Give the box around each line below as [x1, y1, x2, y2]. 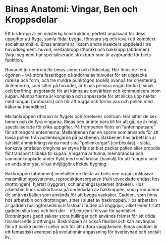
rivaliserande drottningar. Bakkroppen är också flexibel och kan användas [5, 218, 156, 224]
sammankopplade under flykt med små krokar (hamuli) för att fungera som [5, 155, 158, 161]
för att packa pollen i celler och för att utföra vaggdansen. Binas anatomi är [5, 223, 158, 230]
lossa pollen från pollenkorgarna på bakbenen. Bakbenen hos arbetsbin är [5, 134, 157, 140]
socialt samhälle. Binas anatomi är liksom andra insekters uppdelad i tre [5, 41, 151, 47]
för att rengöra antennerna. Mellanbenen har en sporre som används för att [5, 129, 159, 135]
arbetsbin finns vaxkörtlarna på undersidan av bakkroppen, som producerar [5, 186, 160, 192]
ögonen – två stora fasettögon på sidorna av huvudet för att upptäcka [5, 72, 147, 78]
